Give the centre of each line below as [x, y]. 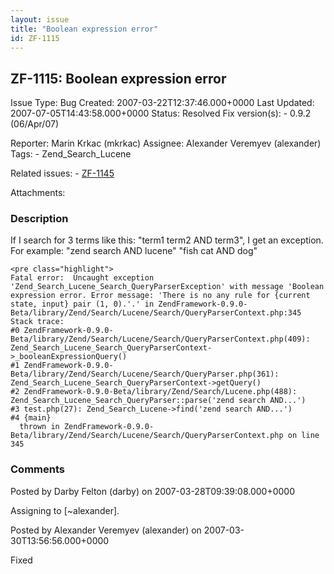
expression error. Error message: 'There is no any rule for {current [160, 296]
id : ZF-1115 [35, 38]
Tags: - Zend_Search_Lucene [71, 154]
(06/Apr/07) [34, 124]
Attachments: [38, 193]
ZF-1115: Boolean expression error [118, 78]
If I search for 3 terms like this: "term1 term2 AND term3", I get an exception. [167, 240]
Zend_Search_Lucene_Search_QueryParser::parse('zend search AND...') [158, 401]
